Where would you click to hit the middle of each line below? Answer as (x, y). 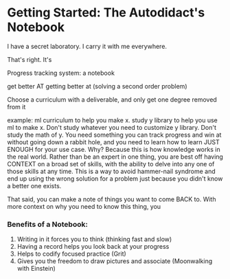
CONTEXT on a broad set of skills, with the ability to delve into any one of (111, 164)
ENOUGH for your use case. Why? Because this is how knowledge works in (114, 149)
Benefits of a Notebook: (47, 224)
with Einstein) (36, 269)
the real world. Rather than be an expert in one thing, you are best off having (115, 157)
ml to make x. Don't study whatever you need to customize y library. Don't (112, 127)
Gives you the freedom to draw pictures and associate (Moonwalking (115, 261)
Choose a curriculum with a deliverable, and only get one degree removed (112, 99)
